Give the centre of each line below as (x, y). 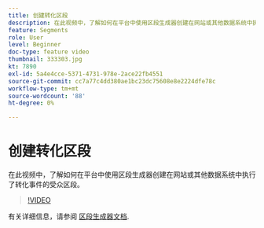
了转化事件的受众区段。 (46, 185)
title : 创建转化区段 (38, 15)
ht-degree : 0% (31, 103)
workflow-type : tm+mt (44, 88)
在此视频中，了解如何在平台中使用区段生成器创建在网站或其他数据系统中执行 (132, 175)
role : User (26, 37)
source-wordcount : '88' (47, 96)
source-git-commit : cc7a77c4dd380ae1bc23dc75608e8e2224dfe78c (112, 81)
